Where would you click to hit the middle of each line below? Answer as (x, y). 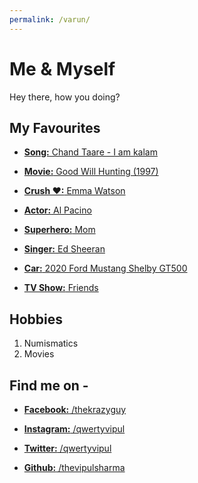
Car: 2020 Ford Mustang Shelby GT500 (105, 268)
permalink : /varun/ (50, 19)
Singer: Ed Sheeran (64, 249)
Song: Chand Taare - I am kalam (90, 152)
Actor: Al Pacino (57, 210)
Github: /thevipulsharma (74, 467)
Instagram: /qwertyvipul (74, 429)
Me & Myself (62, 68)
